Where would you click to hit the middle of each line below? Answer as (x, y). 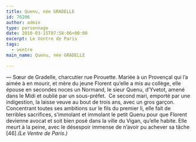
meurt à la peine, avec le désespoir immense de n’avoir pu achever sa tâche (98, 127)
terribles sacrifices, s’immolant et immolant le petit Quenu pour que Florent (97, 114)
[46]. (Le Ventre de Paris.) (37, 133)
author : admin (23, 22)
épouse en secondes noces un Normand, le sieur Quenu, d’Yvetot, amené (95, 89)
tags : (13, 45)
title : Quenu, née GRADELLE (40, 11)
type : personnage (27, 28)
